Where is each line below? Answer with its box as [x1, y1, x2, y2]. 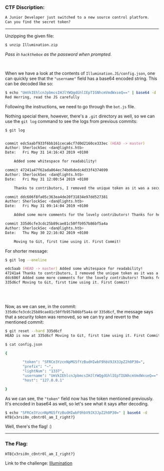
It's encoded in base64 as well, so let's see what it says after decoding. [5, 400, 149, 406]
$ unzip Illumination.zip [5, 43, 58, 47]
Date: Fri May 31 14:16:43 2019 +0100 [5, 150, 89, 155]
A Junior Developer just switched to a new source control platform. [5, 15, 150, 20]
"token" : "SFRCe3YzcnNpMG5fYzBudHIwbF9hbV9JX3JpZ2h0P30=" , [22, 359, 145, 365]
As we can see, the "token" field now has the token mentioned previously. [5, 396, 154, 401]
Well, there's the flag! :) [5, 424, 52, 429]
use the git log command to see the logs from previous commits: [5, 118, 138, 124]
